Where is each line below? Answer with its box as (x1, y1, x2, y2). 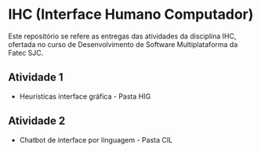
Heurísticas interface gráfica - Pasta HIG (19, 92, 151, 101)
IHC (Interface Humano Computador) (8, 5, 254, 24)
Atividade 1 (8, 71, 63, 84)
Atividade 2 (8, 114, 66, 128)
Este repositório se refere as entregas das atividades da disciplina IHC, (8, 31, 237, 41)
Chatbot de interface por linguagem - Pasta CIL (19, 135, 173, 144)
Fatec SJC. (8, 48, 44, 57)
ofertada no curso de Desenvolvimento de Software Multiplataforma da (8, 39, 238, 49)
